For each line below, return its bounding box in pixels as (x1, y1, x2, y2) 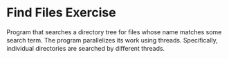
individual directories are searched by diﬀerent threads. (6, 44, 165, 52)
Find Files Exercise (6, 5, 116, 21)
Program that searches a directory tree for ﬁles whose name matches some (6, 27, 222, 36)
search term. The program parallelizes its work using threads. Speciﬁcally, (6, 36, 219, 44)
